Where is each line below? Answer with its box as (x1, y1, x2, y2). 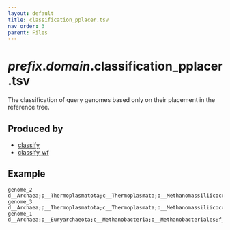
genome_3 (8, 198, 33, 205)
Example (8, 168, 46, 180)
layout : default (8, 10, 54, 17)
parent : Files (8, 29, 48, 36)
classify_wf (17, 149, 50, 156)
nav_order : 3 (8, 23, 45, 29)
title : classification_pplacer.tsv (8, 16, 109, 23)
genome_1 (8, 210, 33, 217)
